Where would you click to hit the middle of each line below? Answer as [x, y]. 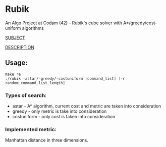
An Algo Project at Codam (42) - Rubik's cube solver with [64, 23]
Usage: [17, 63]
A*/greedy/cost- [140, 23]
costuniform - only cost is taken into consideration [64, 117]
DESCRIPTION [20, 47]
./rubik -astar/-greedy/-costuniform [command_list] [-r [65, 78]
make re [13, 74]
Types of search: [26, 95]
